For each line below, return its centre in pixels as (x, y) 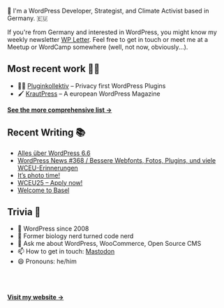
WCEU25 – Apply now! (50, 182)
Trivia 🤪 (24, 212)
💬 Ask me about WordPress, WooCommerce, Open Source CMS (109, 244)
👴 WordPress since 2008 (53, 229)
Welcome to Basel (43, 190)
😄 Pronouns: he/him (47, 261)
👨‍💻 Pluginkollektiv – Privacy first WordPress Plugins (91, 86)
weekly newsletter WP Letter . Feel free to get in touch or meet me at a (107, 39)
